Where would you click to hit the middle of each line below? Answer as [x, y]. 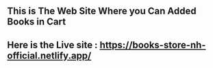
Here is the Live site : [52, 45]
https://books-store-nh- [153, 45]
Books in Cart [37, 22]
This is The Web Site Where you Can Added [102, 11]
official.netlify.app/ [49, 55]
